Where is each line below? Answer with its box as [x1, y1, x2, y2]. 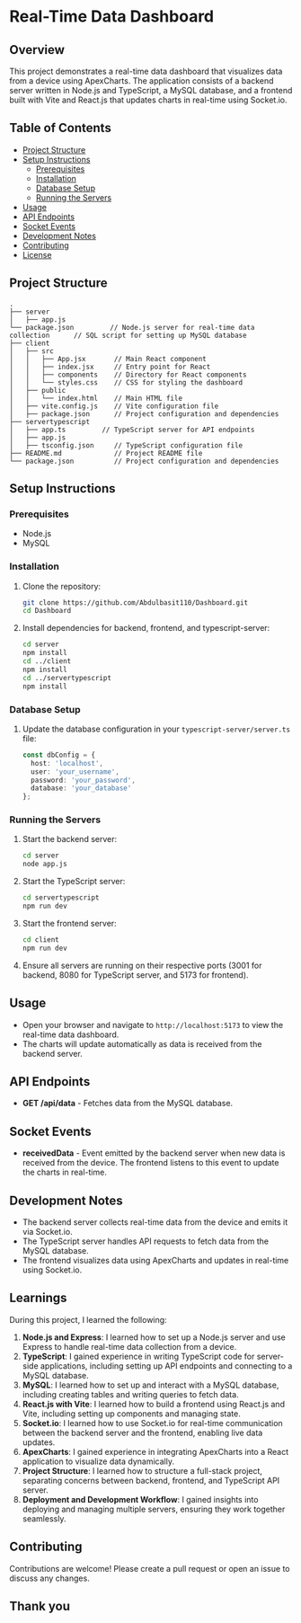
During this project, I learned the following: [9, 1314, 168, 1325]
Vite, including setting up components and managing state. [22, 1408, 241, 1419]
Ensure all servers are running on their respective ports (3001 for [22, 960, 262, 971]
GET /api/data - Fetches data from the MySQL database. [22, 1098, 234, 1109]
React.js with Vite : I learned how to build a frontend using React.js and [22, 1398, 286, 1409]
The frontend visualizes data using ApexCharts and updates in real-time [22, 1255, 289, 1265]
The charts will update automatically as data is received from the [22, 1038, 262, 1049]
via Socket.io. [22, 1226, 74, 1237]
